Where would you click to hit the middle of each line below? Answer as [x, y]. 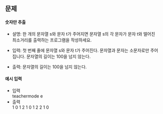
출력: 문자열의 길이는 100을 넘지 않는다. [49, 67]
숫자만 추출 [15, 22]
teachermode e [27, 96]
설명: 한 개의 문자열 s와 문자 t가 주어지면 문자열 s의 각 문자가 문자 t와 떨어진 [84, 34]
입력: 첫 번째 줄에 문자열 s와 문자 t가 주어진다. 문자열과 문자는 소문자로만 [81, 50]
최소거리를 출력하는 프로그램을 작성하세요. [52, 40]
